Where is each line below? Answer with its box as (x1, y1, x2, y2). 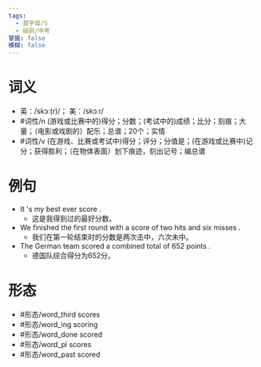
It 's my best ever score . (19, 205, 102, 213)
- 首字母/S (15, 19, 48, 27)
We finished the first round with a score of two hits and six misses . (19, 223, 241, 232)
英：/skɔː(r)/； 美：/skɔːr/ (19, 106, 105, 116)
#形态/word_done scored (19, 329, 103, 339)
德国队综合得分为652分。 (31, 251, 116, 260)
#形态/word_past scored (19, 349, 101, 359)
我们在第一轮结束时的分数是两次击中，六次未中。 (31, 233, 193, 241)
